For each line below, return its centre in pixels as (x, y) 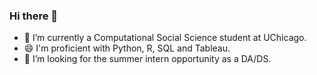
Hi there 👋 (34, 16)
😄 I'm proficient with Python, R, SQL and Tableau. (127, 48)
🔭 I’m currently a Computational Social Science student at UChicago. (165, 38)
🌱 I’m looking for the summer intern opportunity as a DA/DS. (147, 59)
